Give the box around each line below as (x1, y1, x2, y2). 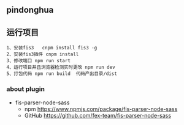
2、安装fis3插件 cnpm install (6, 51, 79, 57)
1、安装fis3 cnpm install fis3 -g (6, 45, 98, 51)
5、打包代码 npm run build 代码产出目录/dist (6, 71, 118, 77)
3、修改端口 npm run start (6, 58, 71, 64)
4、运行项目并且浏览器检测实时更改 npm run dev (6, 64, 115, 71)
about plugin (6, 85, 45, 93)
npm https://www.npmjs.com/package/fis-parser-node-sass (24, 105, 178, 112)
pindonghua (6, 5, 54, 15)
